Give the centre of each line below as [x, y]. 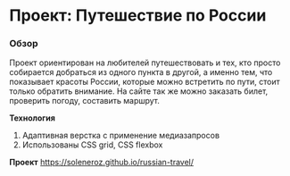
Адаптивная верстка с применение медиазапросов [121, 136]
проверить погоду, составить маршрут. [85, 101]
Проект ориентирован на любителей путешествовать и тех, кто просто [145, 63]
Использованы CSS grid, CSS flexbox [92, 145]
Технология [32, 118]
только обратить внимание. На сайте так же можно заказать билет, [139, 91]
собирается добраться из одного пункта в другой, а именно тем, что [141, 72]
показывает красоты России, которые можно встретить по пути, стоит [145, 82]
